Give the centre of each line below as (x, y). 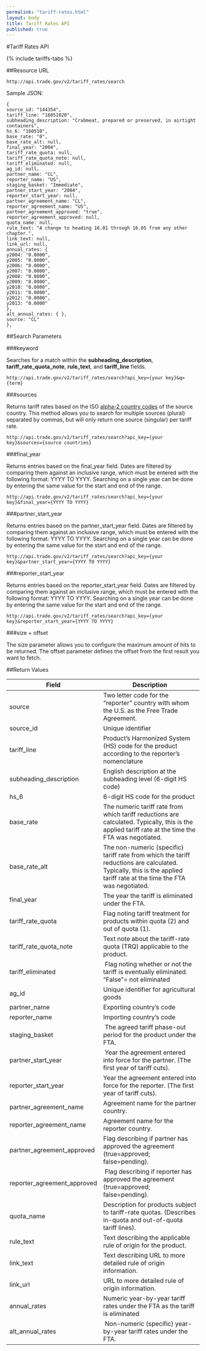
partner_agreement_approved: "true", (55, 212)
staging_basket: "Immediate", (45, 185)
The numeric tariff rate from (143, 807)
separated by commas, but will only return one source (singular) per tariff (99, 420)
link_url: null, (27, 244)
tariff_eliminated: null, (39, 163)
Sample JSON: (25, 93)
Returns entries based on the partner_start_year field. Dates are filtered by (100, 526)
